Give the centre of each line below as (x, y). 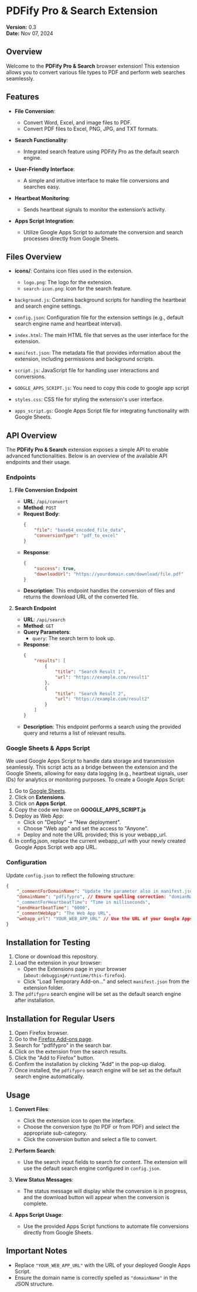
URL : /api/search (44, 620)
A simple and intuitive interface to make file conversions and (96, 180)
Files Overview (34, 257)
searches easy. (42, 187)
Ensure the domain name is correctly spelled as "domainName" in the (96, 1277)
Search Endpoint (35, 608)
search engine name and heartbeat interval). (68, 324)
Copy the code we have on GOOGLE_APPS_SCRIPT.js (80, 810)
